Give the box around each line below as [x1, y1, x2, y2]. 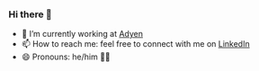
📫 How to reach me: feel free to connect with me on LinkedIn [21, 39, 250, 49]
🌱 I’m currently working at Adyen [21, 29, 143, 40]
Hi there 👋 [8, 8, 53, 21]
